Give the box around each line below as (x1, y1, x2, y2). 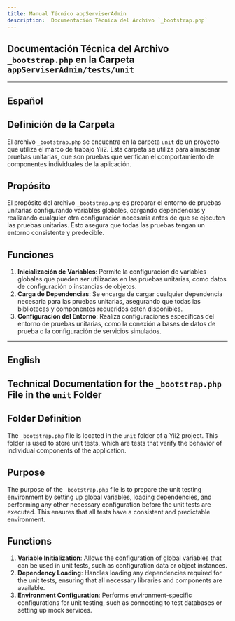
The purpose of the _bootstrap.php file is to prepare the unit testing (7, 485, 202, 493)
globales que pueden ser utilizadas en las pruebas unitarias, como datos (17, 275, 227, 283)
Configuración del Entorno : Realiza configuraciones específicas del (17, 312, 215, 321)
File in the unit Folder (7, 389, 102, 401)
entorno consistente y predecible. (7, 229, 105, 237)
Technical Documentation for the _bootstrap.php (7, 378, 222, 389)
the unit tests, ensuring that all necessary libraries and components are (17, 576, 222, 585)
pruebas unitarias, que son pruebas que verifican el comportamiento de (7, 152, 215, 161)
